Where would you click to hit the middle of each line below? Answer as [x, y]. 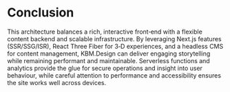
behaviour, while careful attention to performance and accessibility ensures [114, 75]
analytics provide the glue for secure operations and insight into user [105, 68]
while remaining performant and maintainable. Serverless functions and [108, 60]
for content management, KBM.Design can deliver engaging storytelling [109, 54]
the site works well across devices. [57, 82]
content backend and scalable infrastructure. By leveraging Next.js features [114, 38]
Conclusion [41, 13]
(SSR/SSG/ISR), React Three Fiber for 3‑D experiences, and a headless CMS [115, 46]
